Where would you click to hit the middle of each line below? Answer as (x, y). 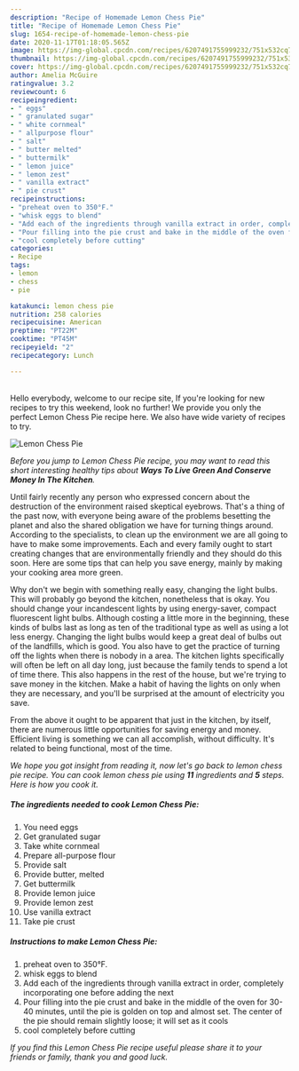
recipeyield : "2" (42, 347)
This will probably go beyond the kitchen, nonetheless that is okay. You (140, 599)
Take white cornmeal (61, 845)
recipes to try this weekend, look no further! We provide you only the (136, 407)
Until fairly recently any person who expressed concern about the (130, 496)
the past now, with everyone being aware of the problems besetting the (141, 515)
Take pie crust (49, 921)
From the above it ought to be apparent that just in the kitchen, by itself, (141, 719)
